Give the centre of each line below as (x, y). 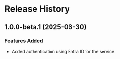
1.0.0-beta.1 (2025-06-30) (45, 27)
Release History (37, 9)
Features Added (24, 41)
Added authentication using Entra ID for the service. (64, 51)
